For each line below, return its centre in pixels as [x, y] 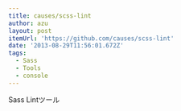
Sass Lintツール [34, 99]
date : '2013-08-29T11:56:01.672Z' [66, 46]
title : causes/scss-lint [50, 16]
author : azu [28, 23]
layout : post [30, 31]
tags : [17, 53]
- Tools [29, 68]
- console [32, 76]
